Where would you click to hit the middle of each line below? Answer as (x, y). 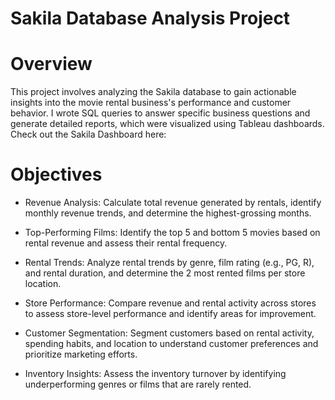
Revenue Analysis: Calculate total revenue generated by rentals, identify (173, 203)
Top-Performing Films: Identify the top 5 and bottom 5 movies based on (172, 233)
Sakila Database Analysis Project (150, 18)
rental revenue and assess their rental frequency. (126, 243)
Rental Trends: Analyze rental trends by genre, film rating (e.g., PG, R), (169, 263)
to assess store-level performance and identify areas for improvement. (170, 314)
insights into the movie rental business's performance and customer (151, 103)
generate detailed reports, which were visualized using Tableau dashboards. (167, 124)
